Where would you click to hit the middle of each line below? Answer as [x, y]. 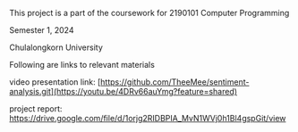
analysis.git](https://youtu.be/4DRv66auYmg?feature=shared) [123, 91]
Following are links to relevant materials [82, 65]
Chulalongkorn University [56, 47]
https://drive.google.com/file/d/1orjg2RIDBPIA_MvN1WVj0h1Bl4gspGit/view [148, 118]
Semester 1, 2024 [42, 30]
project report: [36, 109]
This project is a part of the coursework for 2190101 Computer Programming [149, 13]
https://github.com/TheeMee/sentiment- [175, 82]
